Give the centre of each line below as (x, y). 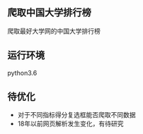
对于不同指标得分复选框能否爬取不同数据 (76, 115)
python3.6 (22, 73)
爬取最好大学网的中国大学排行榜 (54, 31)
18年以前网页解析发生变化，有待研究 (70, 124)
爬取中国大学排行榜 (49, 13)
